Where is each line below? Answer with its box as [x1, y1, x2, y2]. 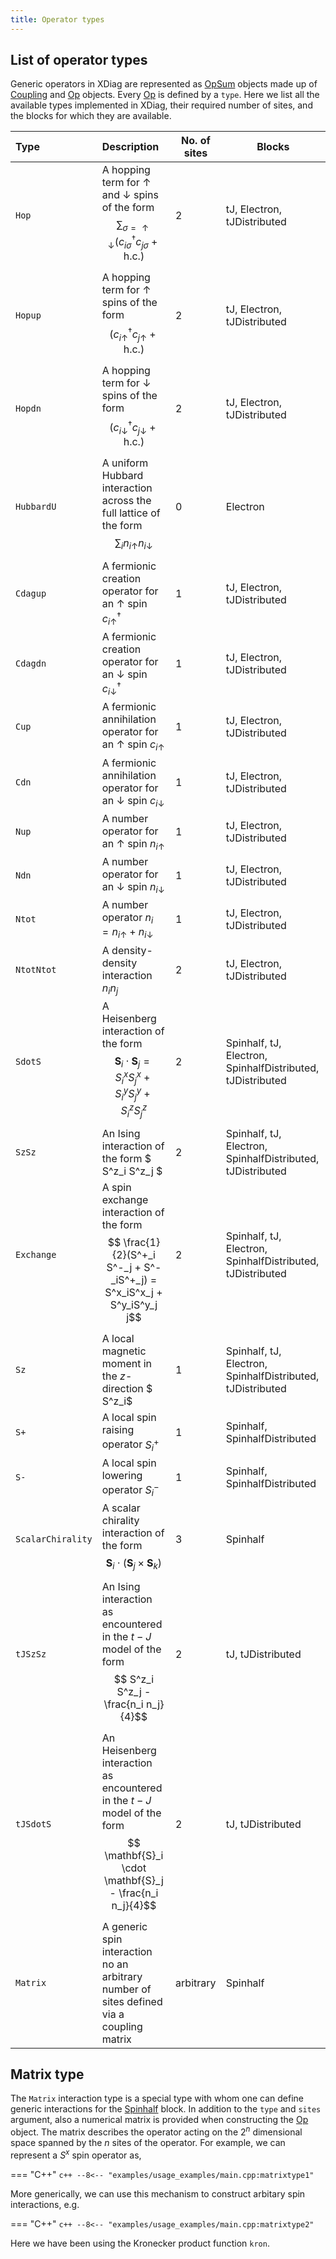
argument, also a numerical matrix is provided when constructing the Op [10, 2114, 309, 2126]
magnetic [101, 1344, 147, 1358]
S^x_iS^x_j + [104, 1286, 163, 1300]
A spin [101, 1181, 132, 1195]
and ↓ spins [101, 188, 159, 202]
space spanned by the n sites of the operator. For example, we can [10, 2137, 286, 2149]
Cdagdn [15, 658, 47, 670]
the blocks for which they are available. [10, 110, 172, 122]
